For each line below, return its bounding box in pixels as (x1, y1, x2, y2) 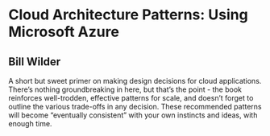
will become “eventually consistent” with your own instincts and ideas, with (8, 110, 258, 120)
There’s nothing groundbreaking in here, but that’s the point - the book (8, 84, 242, 94)
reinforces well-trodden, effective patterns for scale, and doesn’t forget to (8, 93, 254, 102)
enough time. (8, 119, 52, 128)
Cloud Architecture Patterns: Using (8, 6, 248, 24)
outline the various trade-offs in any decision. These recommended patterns (8, 102, 262, 111)
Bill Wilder (8, 55, 61, 68)
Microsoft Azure (8, 23, 119, 41)
